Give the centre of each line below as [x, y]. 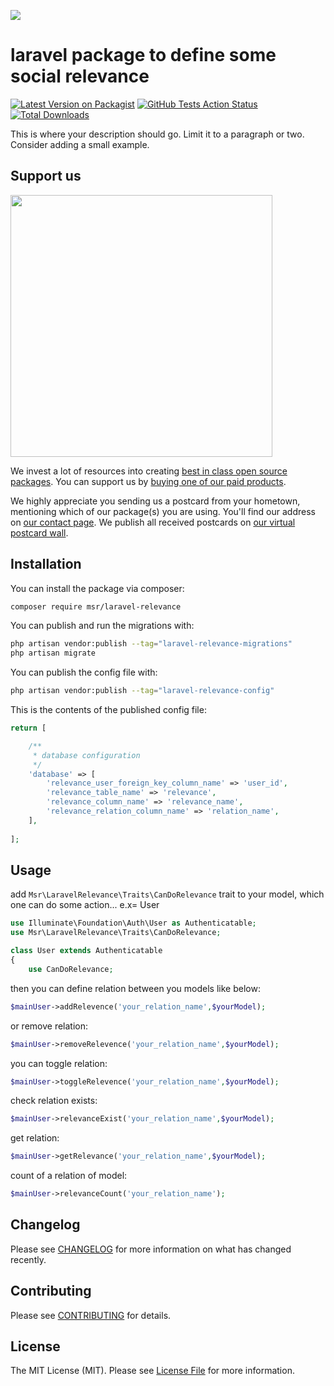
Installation [46, 564]
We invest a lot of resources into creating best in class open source [149, 471]
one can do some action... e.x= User [85, 905]
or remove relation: [49, 1026]
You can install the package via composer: [97, 588]
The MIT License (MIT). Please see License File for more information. [152, 1371]
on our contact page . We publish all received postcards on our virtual [153, 522]
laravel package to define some [143, 55]
